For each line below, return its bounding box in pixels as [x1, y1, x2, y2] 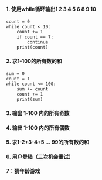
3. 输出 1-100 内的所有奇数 [6, 110, 70, 117]
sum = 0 [6, 71, 25, 77]
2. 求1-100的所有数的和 [6, 57, 62, 64]
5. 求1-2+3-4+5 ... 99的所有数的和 [6, 138, 90, 146]
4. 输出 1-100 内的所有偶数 [6, 124, 70, 131]
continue [27, 39, 49, 45]
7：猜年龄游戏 [6, 168, 40, 175]
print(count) [16, 45, 49, 50]
